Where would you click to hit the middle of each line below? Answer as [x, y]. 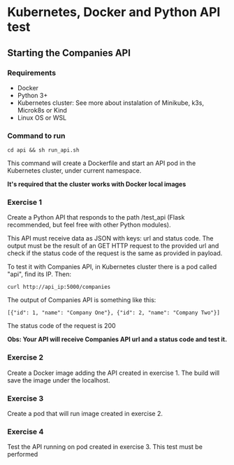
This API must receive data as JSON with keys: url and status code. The [110, 238]
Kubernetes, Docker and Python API [114, 12]
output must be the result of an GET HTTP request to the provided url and [113, 246]
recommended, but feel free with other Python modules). [89, 225]
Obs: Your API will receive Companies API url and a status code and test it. [117, 339]
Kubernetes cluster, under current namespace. [74, 171]
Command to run [36, 136]
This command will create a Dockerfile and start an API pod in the [102, 163]
